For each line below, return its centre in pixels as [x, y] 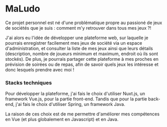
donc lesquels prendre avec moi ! [40, 70]
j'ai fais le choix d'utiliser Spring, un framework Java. [70, 104]
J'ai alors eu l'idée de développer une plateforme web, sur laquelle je [77, 38]
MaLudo [23, 9]
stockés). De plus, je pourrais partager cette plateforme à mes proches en [82, 59]
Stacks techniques [28, 82]
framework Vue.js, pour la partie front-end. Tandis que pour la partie [76, 99]
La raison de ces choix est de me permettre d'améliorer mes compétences [82, 114]
